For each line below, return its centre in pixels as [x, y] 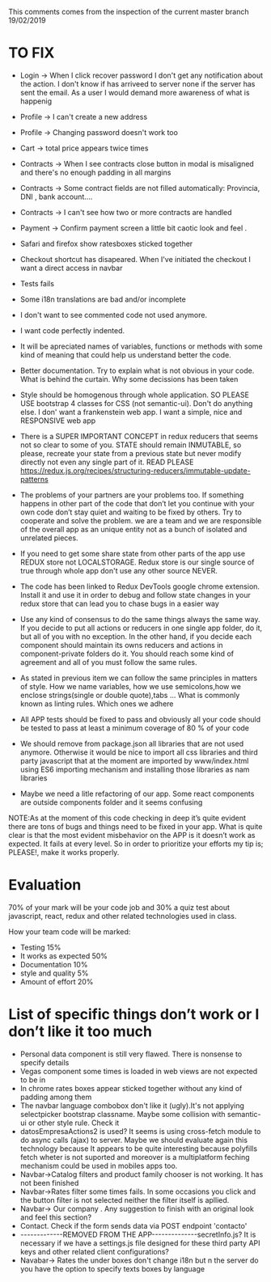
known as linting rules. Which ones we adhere [97, 704]
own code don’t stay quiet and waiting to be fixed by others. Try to [131, 512]
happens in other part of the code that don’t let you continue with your [137, 503]
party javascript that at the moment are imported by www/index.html [134, 760]
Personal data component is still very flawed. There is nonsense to [131, 1054]
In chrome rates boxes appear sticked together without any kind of [131, 1088]
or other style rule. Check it [74, 1123]
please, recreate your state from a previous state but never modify [131, 453]
